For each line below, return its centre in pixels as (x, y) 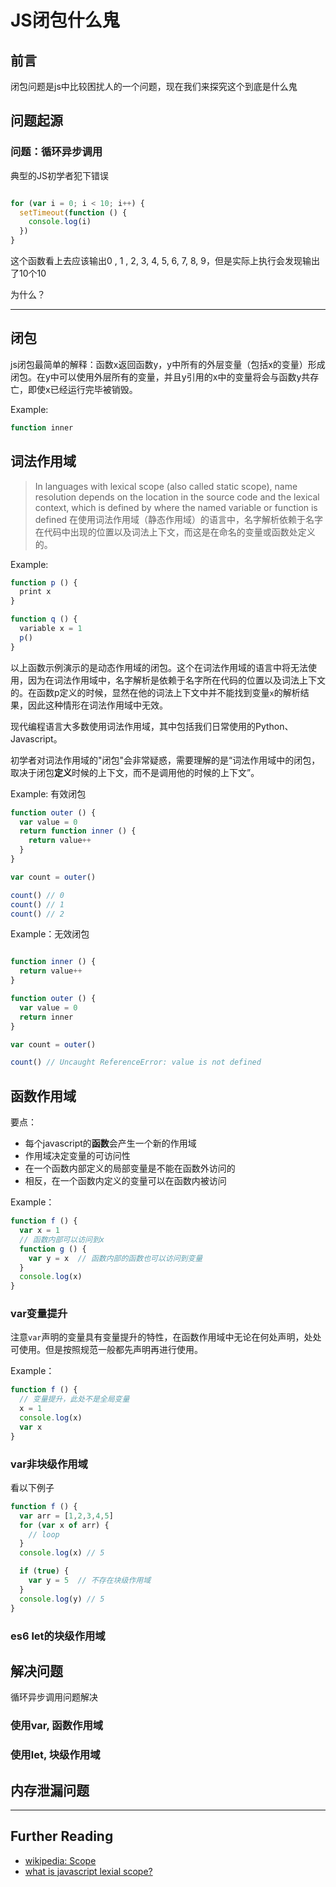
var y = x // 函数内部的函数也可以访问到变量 (115, 1258)
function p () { (44, 582)
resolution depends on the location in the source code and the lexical (177, 497)
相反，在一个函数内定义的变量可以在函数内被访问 (125, 1181)
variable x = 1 (51, 629)
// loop (44, 1534)
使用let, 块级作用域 (55, 1755)
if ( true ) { (44, 1571)
